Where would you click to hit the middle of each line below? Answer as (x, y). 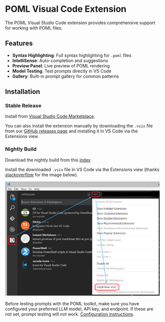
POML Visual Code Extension (66, 9)
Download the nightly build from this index (48, 160)
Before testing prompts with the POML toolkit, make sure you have (72, 304)
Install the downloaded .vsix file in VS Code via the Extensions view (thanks (82, 169)
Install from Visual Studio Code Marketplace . (50, 116)
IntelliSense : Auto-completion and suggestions (60, 61)
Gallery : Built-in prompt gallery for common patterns (66, 76)
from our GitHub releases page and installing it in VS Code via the (71, 131)
